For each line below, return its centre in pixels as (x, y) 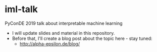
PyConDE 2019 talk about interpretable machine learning (64, 23)
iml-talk (21, 9)
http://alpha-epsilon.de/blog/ (50, 43)
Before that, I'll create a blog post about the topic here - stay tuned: (82, 38)
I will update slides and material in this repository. (63, 33)
